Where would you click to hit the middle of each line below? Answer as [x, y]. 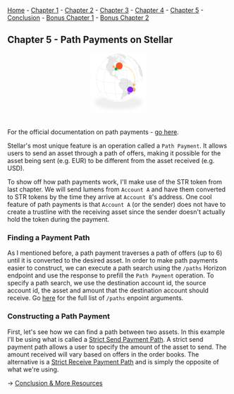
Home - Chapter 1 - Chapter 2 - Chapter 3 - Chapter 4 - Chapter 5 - [106, 10]
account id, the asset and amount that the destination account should [108, 291]
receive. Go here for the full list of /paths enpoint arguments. [96, 298]
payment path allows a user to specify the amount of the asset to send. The [117, 347]
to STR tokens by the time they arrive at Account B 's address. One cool [110, 197]
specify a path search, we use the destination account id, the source [107, 283]
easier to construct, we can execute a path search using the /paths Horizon [117, 268]
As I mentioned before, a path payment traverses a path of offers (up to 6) [115, 253]
